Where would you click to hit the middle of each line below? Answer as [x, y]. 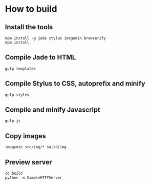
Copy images [26, 136]
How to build [31, 9]
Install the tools [29, 27]
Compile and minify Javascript [53, 110]
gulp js [13, 121]
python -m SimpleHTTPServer [34, 178]
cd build [14, 174]
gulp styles [17, 95]
